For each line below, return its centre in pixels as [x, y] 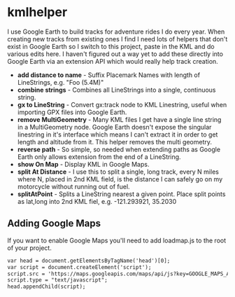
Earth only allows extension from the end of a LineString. [99, 157]
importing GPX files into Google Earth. [72, 112]
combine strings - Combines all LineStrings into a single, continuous [116, 90]
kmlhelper [37, 12]
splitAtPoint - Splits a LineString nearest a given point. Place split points [121, 194]
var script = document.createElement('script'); [79, 267]
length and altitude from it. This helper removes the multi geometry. [114, 141]
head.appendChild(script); [47, 287]
